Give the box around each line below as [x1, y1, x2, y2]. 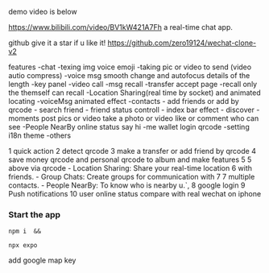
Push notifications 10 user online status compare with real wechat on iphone [8, 189, 262, 198]
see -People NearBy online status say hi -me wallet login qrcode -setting [8, 122, 250, 131]
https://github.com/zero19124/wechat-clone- [107, 38, 257, 48]
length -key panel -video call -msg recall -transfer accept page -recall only [8, 80, 258, 89]
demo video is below [8, 7, 78, 16]
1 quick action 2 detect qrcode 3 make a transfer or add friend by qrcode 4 [8, 147, 256, 155]
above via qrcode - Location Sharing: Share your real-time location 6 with [8, 163, 252, 172]
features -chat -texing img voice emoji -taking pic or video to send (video [8, 62, 252, 72]
